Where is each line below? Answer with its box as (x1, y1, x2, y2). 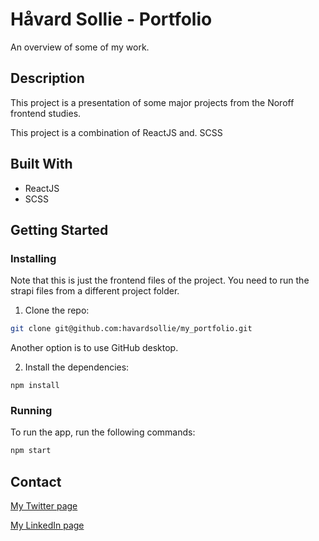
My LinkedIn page (10, 519, 85, 532)
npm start (10, 446, 52, 456)
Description (10, 70, 85, 87)
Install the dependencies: (24, 361, 130, 373)
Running (10, 404, 53, 418)
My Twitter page (10, 500, 78, 512)
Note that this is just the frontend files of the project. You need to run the (10, 274, 310, 287)
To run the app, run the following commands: (10, 426, 196, 438)
